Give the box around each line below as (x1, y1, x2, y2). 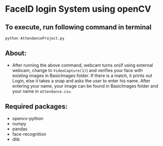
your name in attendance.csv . (12, 88, 72, 94)
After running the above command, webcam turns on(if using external (12, 62, 153, 68)
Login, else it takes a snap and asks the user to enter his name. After (12, 77, 151, 84)
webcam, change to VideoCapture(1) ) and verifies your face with (12, 67, 143, 73)
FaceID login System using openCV (5, 3, 151, 15)
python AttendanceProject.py (5, 36, 65, 41)
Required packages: (5, 102, 68, 111)
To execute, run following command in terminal (5, 23, 152, 31)
